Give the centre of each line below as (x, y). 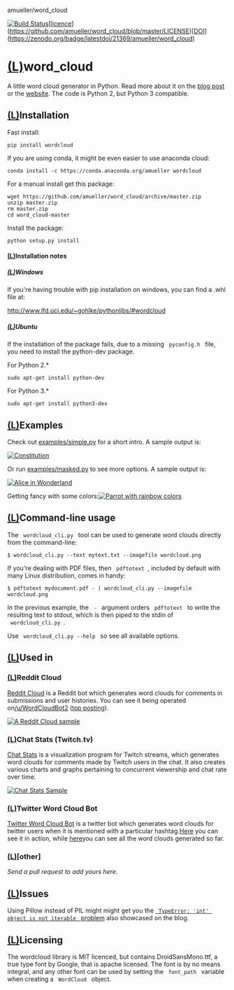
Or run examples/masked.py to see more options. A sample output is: (107, 469)
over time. (22, 777)
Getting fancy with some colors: (53, 496)
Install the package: (36, 228)
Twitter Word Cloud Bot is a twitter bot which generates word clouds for (111, 824)
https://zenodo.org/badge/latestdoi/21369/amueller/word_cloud (101, 38)
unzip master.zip (32, 203)
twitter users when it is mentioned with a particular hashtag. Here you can (113, 831)
